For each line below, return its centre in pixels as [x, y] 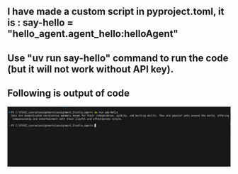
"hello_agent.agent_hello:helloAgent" [93, 34]
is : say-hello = [40, 23]
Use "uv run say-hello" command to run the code [118, 58]
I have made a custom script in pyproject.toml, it [116, 12]
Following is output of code [68, 93]
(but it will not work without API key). [91, 69]
